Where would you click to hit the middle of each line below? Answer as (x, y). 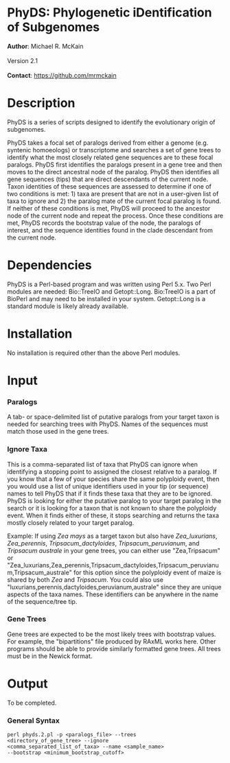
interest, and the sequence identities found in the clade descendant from (110, 230)
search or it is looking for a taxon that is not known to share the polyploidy (112, 508)
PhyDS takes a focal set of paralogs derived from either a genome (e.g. (108, 143)
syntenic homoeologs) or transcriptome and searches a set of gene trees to (114, 150)
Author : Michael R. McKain (45, 46)
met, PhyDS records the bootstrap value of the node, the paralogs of (104, 223)
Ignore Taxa (27, 449)
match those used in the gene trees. (58, 432)
